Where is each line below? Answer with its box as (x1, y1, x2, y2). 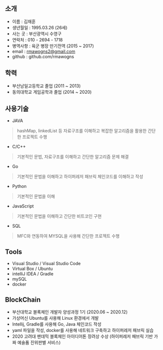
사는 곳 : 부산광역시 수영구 (12, 31, 62, 37)
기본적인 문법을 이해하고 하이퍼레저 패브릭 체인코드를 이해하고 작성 (17, 174, 144, 180)
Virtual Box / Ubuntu (12, 266, 53, 272)
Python (12, 184, 27, 189)
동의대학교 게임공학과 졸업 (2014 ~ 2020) (12, 89, 92, 95)
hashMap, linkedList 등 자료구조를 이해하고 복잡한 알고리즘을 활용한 (17, 128, 147, 134)
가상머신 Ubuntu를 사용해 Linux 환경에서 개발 (12, 315, 99, 321)
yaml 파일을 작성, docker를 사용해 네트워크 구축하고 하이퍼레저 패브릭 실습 (12, 328, 154, 333)
